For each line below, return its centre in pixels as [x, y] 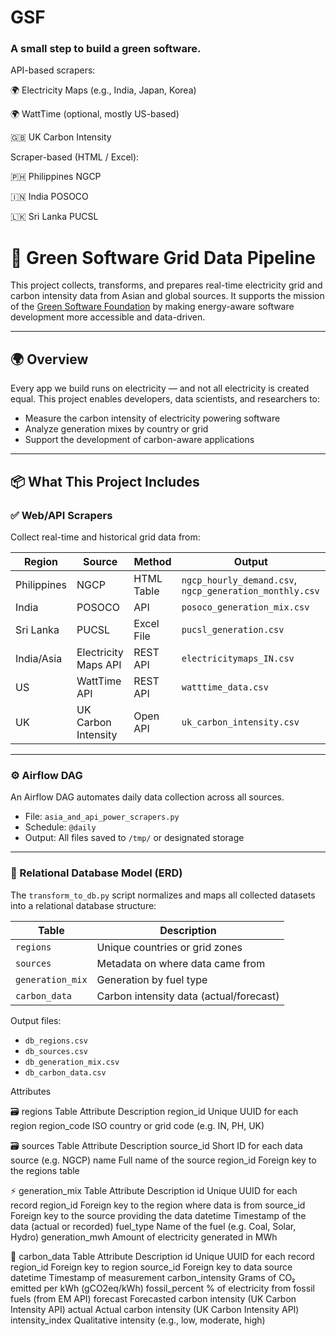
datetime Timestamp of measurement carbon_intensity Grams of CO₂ [153, 1277]
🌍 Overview [49, 359]
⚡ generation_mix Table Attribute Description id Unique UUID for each [154, 1190]
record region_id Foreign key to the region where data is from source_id [158, 1205]
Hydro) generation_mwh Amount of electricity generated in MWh [144, 1237]
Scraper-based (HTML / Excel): [75, 157]
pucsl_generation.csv [233, 629]
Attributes [31, 1091]
